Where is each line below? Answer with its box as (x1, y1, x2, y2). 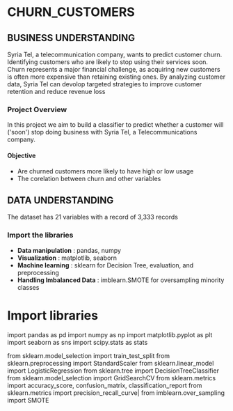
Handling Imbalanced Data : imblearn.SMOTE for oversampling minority (17, 276, 225, 284)
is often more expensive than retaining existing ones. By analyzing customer (7, 72, 226, 81)
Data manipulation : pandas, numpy (17, 246, 122, 254)
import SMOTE (7, 396, 49, 404)
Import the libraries (7, 231, 74, 240)
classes (17, 283, 40, 291)
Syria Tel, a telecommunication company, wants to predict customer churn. (7, 50, 223, 59)
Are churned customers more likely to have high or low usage (17, 166, 194, 175)
